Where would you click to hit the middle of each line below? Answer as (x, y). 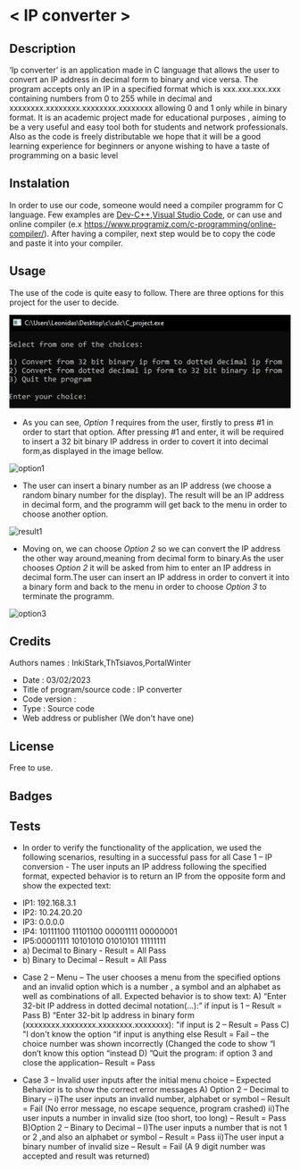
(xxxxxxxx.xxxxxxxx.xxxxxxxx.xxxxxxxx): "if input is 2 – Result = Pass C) (156, 1025)
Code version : (49, 699)
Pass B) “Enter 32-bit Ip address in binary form (108, 1015)
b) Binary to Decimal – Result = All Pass (94, 960)
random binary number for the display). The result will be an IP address (153, 495)
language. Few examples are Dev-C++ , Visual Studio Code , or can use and (146, 215)
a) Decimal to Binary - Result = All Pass (94, 951)
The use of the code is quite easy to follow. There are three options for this (146, 292)
